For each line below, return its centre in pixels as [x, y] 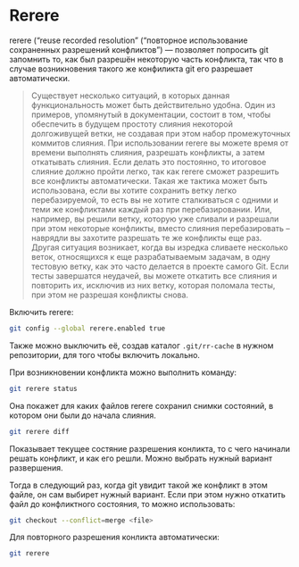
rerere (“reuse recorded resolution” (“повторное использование [129, 40]
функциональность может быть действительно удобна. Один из [153, 104]
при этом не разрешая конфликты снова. [110, 295]
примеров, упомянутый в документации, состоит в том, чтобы [150, 114]
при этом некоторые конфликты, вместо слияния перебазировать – [160, 228]
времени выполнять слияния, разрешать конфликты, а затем [148, 152]
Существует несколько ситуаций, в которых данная [130, 96]
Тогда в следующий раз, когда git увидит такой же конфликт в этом [138, 485]
